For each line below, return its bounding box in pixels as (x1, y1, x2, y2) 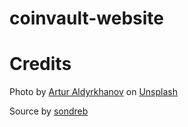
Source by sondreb (9, 105, 89, 117)
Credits (9, 53, 72, 76)
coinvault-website (9, 7, 164, 30)
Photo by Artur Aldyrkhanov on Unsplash (9, 86, 178, 98)
